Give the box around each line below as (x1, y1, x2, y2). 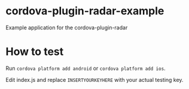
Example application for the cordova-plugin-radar (5, 24, 128, 31)
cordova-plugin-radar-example (5, 4, 164, 18)
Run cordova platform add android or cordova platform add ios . (5, 65, 166, 72)
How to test (5, 45, 64, 59)
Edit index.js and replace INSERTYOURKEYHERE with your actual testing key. (5, 76, 184, 83)
